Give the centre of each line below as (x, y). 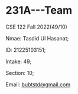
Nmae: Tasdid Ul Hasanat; (37, 38)
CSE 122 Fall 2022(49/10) (36, 27)
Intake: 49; (19, 61)
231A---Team (39, 10)
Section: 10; (20, 73)
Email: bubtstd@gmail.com (38, 84)
